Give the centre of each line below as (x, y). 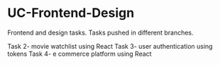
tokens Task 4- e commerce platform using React (79, 54)
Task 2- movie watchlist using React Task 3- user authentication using (110, 46)
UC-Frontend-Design (71, 13)
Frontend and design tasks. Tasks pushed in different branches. (100, 32)
